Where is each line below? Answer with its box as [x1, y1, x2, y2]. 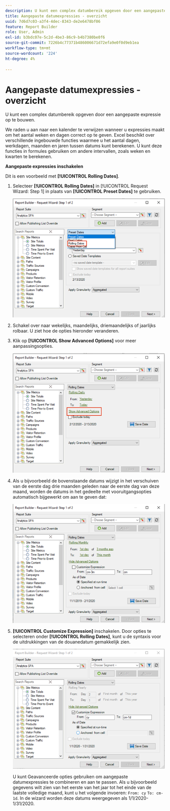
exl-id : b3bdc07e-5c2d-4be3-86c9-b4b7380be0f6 [5, 35, 105, 40]
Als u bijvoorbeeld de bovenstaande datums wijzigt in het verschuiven [12, 477, 159, 483]
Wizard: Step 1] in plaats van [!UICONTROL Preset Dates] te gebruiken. [12, 188, 162, 194]
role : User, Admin [5, 29, 44, 35]
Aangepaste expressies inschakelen [5, 164, 83, 170]
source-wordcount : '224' [5, 51, 58, 56]
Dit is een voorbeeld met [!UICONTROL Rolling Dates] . [5, 173, 120, 179]
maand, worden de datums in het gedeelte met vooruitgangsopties [12, 489, 152, 495]
